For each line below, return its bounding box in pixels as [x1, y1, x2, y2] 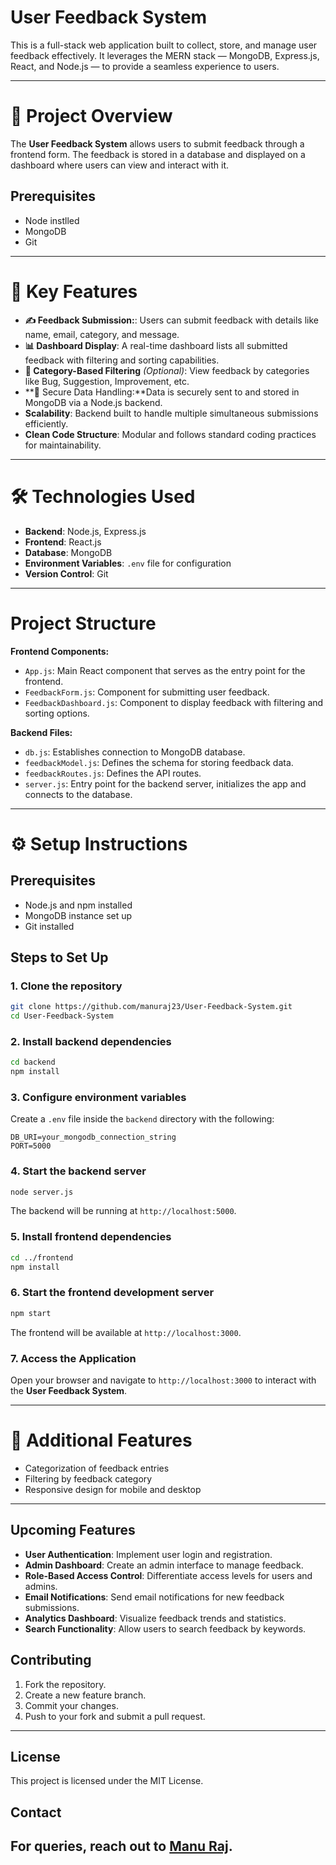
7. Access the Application [10, 1351, 137, 1365]
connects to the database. [24, 788, 133, 800]
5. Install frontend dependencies [10, 1230, 172, 1244]
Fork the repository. [24, 1678, 107, 1690]
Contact [10, 1804, 62, 1821]
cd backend [10, 1057, 56, 1068]
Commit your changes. [24, 1699, 119, 1711]
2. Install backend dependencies [10, 1034, 172, 1048]
